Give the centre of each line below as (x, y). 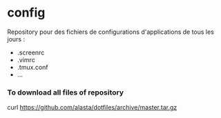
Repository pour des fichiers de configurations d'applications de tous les (110, 32)
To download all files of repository (66, 92)
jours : (16, 39)
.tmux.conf (32, 67)
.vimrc (26, 59)
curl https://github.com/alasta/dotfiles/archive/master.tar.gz (92, 108)
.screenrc (31, 52)
